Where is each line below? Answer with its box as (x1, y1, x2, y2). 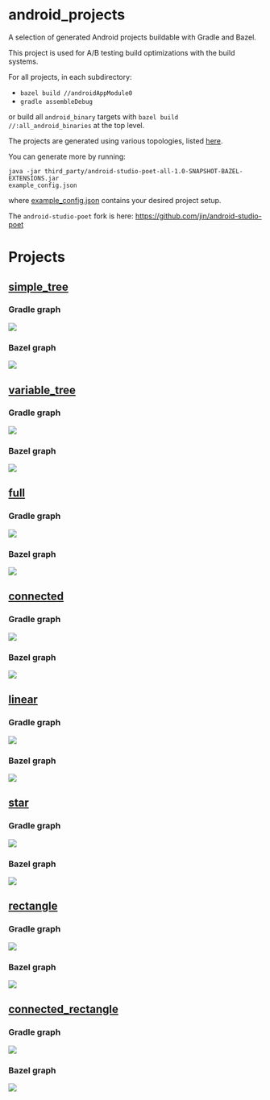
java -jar (8, 167, 42, 175)
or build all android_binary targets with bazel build (8, 111, 179, 122)
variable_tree (8, 383, 77, 396)
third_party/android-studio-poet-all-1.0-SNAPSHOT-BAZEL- (44, 167, 243, 175)
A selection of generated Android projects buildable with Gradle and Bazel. (8, 32, 256, 42)
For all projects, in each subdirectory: (8, 72, 132, 81)
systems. (8, 56, 39, 66)
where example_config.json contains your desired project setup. (8, 195, 222, 205)
